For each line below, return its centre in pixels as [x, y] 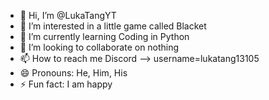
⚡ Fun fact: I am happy [66, 84]
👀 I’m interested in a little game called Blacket [113, 26]
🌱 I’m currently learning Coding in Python [104, 36]
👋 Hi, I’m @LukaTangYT [68, 15]
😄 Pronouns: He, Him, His [73, 73]
